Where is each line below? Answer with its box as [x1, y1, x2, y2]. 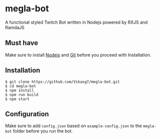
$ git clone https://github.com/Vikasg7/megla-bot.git [5, 79, 120, 84]
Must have [5, 39, 38, 47]
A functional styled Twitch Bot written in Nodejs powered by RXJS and [5, 19, 148, 25]
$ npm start [5, 97, 30, 102]
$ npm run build [5, 92, 38, 97]
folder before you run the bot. [13, 128, 73, 134]
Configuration [5, 109, 49, 118]
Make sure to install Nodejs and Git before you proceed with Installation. [5, 52, 152, 58]
